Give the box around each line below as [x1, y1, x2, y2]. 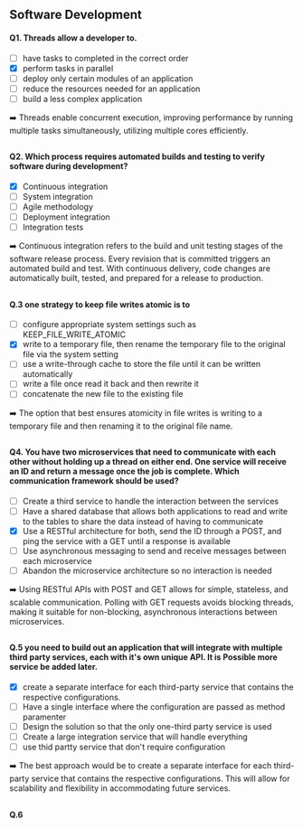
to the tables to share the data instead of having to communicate [22, 515, 264, 527]
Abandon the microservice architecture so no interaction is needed [22, 565, 272, 576]
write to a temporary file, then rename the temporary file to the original [22, 339, 287, 350]
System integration [22, 191, 93, 202]
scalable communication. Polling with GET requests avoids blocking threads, [9, 597, 294, 607]
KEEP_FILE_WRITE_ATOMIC [22, 329, 127, 340]
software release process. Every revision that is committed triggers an [9, 253, 271, 265]
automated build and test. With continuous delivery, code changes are [9, 263, 271, 274]
